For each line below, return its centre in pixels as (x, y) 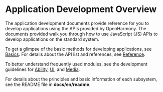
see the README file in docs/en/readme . (48, 84)
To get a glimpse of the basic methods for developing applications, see (78, 49)
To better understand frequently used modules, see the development (76, 64)
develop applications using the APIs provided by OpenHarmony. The (76, 28)
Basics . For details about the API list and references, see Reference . (75, 54)
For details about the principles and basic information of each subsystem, (81, 79)
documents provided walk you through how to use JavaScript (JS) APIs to (81, 34)
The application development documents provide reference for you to (77, 23)
